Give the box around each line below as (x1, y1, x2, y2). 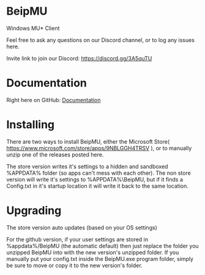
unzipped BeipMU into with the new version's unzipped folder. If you (6, 249, 179, 256)
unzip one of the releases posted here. (6, 151, 104, 158)
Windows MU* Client (6, 24, 60, 32)
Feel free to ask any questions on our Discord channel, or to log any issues (6, 36, 195, 43)
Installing (6, 118, 55, 132)
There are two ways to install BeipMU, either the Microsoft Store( (6, 137, 170, 145)
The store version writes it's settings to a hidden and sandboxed (6, 163, 168, 170)
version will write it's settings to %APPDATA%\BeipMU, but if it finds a (6, 175, 184, 183)
